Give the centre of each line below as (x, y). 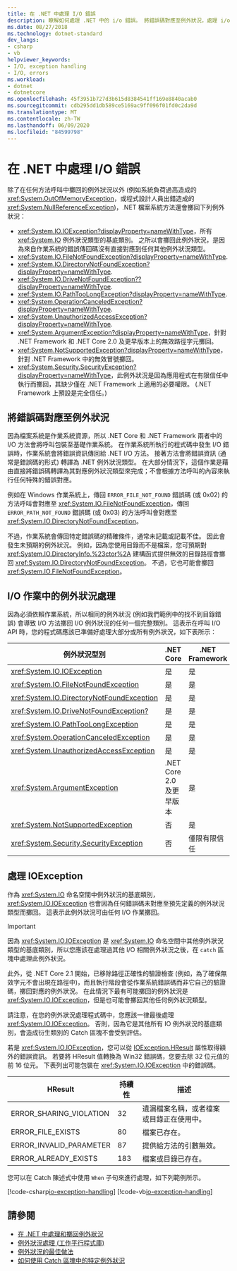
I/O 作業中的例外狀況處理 (62, 596)
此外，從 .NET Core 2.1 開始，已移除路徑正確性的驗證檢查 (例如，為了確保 (114, 973)
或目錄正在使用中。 (174, 1119)
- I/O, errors (28, 73)
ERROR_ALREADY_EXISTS (54, 1158)
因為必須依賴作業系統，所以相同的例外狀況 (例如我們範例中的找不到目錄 (111, 614)
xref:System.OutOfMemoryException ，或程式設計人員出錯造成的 (101, 199)
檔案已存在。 (164, 1132)
